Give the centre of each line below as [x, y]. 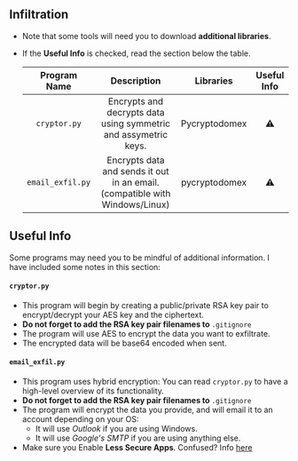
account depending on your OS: [80, 419]
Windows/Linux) [136, 204]
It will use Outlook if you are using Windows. [116, 429]
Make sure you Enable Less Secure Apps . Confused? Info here [137, 448]
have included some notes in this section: [85, 266]
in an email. [136, 182]
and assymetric [136, 134]
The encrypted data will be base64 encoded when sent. [125, 343]
